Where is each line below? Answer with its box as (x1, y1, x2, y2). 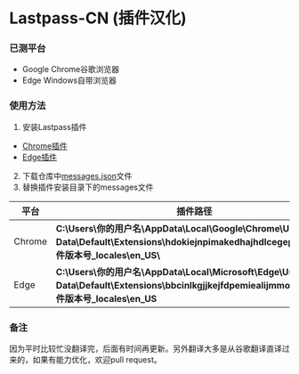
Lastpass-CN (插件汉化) (9, 8, 187, 28)
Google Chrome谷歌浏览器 (21, 64, 120, 75)
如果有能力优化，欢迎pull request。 (32, 354, 162, 365)
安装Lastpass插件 (21, 121, 87, 132)
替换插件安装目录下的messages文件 (21, 182, 154, 192)
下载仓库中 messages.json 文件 (21, 170, 133, 181)
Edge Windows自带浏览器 (21, 75, 117, 85)
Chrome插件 (21, 140, 69, 151)
